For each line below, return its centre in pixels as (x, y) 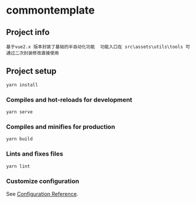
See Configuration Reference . (42, 194)
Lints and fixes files (35, 154)
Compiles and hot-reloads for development (69, 99)
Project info (28, 32)
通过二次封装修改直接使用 (32, 53)
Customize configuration (43, 181)
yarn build (19, 139)
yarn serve (19, 112)
